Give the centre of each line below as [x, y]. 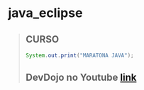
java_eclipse [45, 13]
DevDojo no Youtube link [81, 78]
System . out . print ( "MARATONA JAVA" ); [79, 55]
